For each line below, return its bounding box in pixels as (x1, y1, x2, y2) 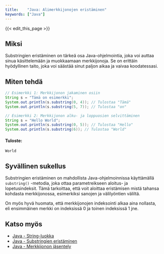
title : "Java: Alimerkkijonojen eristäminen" (5, 7, 107, 12)
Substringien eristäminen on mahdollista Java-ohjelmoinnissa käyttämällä (5, 175, 154, 181)
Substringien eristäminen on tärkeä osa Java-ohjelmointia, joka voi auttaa (5, 53, 154, 59)
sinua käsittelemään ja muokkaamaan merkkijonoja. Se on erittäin (5, 58, 138, 64)
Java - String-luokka (12, 233, 54, 239)
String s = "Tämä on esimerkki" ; (5, 95, 74, 100)
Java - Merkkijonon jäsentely (12, 243, 71, 249)
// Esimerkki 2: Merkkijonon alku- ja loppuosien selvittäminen (5, 113, 140, 118)
